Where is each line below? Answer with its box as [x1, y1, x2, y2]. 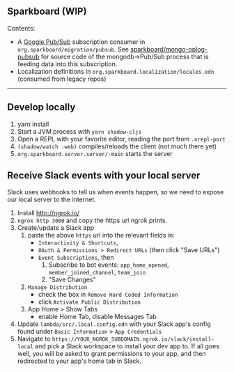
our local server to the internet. [7, 195, 96, 204]
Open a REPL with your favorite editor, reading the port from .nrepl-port [17, 134, 226, 143]
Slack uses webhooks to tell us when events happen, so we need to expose [7, 188, 224, 196]
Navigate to [17, 334, 51, 343]
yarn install [17, 120, 49, 128]
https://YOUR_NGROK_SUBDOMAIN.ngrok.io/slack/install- [52, 336, 214, 343]
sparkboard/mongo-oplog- [130, 45, 208, 53]
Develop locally [7, 101, 76, 114]
